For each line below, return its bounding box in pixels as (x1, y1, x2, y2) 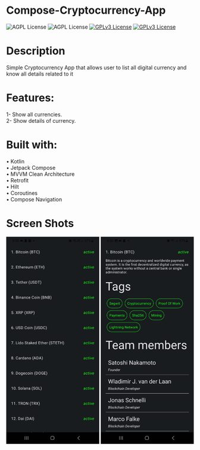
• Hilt (6, 183, 19, 190)
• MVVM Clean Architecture (6, 170, 75, 178)
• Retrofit (6, 176, 29, 184)
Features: (6, 91, 55, 105)
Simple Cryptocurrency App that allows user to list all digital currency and (6, 64, 187, 71)
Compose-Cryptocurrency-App (6, 4, 166, 17)
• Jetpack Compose (6, 164, 56, 171)
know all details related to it (6, 70, 73, 77)
